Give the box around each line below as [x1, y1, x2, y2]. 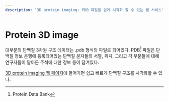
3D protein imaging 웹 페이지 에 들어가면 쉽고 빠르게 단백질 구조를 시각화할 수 [5, 70, 157, 76]
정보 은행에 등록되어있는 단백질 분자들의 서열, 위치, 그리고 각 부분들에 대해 [14, 53, 159, 59]
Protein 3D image [5, 29, 79, 40]
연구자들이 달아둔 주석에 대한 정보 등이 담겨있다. [5, 59, 100, 66]
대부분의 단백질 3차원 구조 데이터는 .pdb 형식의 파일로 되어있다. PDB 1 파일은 [5, 46, 155, 53]
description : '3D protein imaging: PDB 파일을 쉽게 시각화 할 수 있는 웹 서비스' [5, 7, 164, 13]
